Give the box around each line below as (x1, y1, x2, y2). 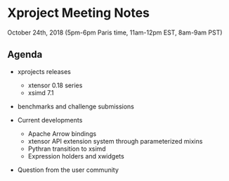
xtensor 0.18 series (27, 81, 83, 89)
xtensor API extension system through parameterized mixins (27, 137, 203, 145)
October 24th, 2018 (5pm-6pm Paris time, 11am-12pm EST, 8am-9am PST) (7, 28, 223, 37)
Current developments (17, 116, 83, 124)
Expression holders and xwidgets (27, 151, 124, 160)
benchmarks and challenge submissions (17, 102, 135, 111)
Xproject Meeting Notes (7, 5, 150, 21)
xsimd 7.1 (27, 88, 54, 96)
